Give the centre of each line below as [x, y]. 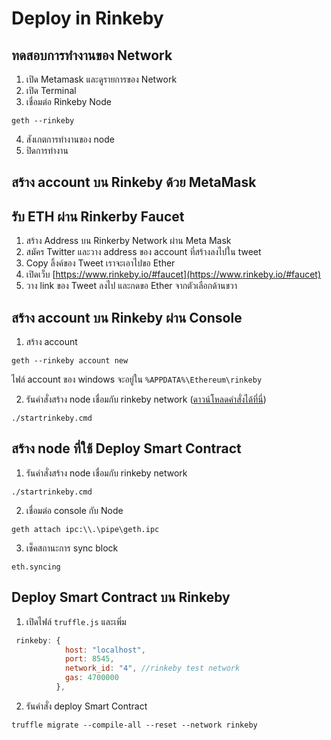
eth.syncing [36, 567]
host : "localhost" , [105, 650]
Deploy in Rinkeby [87, 18]
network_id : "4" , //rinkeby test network [152, 668]
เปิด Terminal [51, 90]
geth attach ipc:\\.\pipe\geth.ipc [85, 529]
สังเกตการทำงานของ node [70, 139]
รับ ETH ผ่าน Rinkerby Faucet [98, 216]
